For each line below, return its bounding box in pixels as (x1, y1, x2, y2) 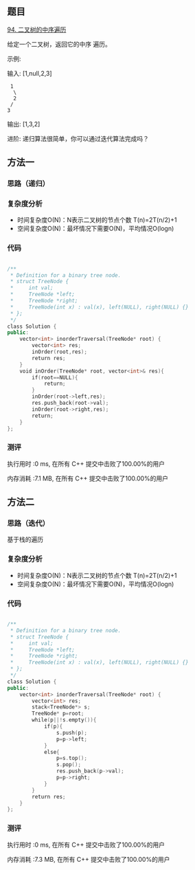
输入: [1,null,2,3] (7, 69, 53, 77)
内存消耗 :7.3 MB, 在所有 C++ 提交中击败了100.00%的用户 (7, 855, 170, 863)
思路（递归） (7, 179, 50, 188)
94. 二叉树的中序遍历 (7, 25, 67, 34)
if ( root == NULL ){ (32, 374, 78, 381)
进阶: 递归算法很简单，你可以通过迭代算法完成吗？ (7, 134, 149, 142)
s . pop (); (56, 761, 81, 768)
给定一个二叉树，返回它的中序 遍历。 (7, 40, 111, 48)
